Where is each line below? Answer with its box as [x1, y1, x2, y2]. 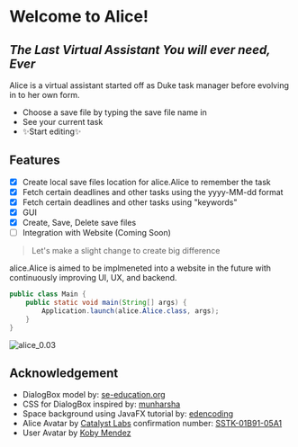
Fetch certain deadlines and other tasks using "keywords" [22, 196, 238, 208]
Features [9, 153, 60, 168]
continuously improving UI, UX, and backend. [9, 273, 177, 283]
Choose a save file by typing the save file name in [22, 107, 207, 118]
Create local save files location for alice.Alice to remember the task [22, 176, 272, 187]
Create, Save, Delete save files [22, 218, 137, 228]
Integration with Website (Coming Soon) [22, 228, 171, 238]
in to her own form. [9, 90, 80, 100]
